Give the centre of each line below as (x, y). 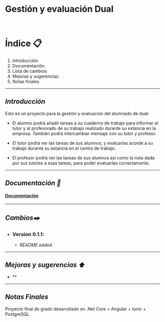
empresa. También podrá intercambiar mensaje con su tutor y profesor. (84, 133)
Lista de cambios (29, 71)
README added (36, 245)
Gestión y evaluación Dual (59, 9)
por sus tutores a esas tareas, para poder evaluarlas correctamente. (81, 163)
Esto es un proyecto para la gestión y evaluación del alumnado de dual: (77, 113)
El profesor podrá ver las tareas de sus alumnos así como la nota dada (83, 158)
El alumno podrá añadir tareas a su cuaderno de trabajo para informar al (85, 123)
